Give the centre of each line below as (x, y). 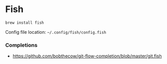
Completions (22, 45)
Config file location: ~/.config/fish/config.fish (56, 32)
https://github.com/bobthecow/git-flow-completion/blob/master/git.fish (87, 56)
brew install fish (25, 23)
